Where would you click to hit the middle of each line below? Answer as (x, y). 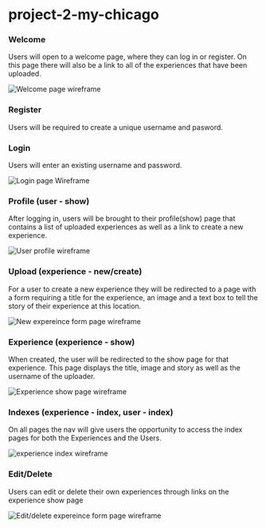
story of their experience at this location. (75, 306)
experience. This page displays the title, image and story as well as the (124, 367)
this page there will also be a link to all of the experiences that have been (128, 65)
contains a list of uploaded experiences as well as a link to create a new (126, 227)
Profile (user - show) (49, 201)
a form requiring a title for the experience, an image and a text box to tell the (133, 297)
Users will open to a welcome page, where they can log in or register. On (127, 57)
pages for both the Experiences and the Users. (85, 438)
